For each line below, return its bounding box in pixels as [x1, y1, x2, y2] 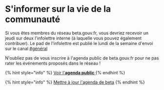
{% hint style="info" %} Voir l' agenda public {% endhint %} [5, 69, 125, 75]
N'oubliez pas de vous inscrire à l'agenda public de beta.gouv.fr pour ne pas [5, 55, 159, 61]
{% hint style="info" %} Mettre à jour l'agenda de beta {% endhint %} [5, 79, 145, 85]
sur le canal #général [5, 45, 48, 51]
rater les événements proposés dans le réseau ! [5, 60, 101, 66]
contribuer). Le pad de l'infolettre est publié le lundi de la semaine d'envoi [5, 40, 153, 46]
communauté [5, 14, 60, 25]
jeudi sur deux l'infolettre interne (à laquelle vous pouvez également [5, 35, 142, 41]
